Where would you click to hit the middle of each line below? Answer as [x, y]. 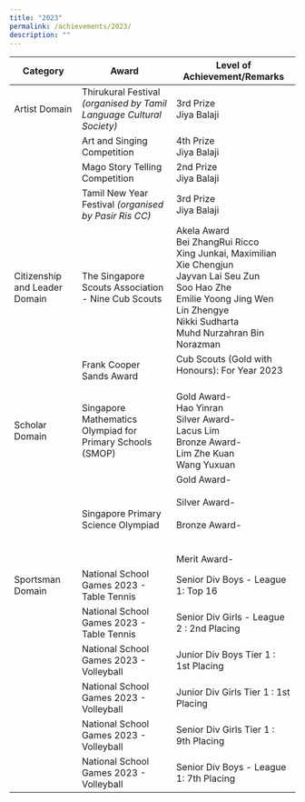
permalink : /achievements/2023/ [70, 26]
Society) [99, 126]
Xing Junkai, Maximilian [226, 254]
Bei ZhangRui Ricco [217, 242]
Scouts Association [123, 287]
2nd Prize [197, 167]
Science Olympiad [120, 526]
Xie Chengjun [205, 265]
